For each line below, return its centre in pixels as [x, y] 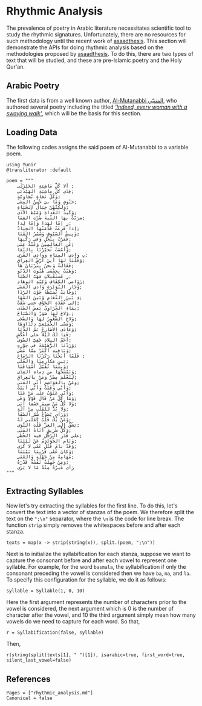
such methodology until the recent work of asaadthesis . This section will [96, 41]
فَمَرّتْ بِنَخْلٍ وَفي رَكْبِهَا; [44, 239]
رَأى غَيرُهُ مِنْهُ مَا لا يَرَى [46, 467]
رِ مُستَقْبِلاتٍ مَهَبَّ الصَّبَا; [44, 276]
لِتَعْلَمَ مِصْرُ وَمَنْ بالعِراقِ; [47, 377]
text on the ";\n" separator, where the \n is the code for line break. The [95, 519]
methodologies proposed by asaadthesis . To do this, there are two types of [100, 53]
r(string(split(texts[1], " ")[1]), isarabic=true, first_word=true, [96, 655]
